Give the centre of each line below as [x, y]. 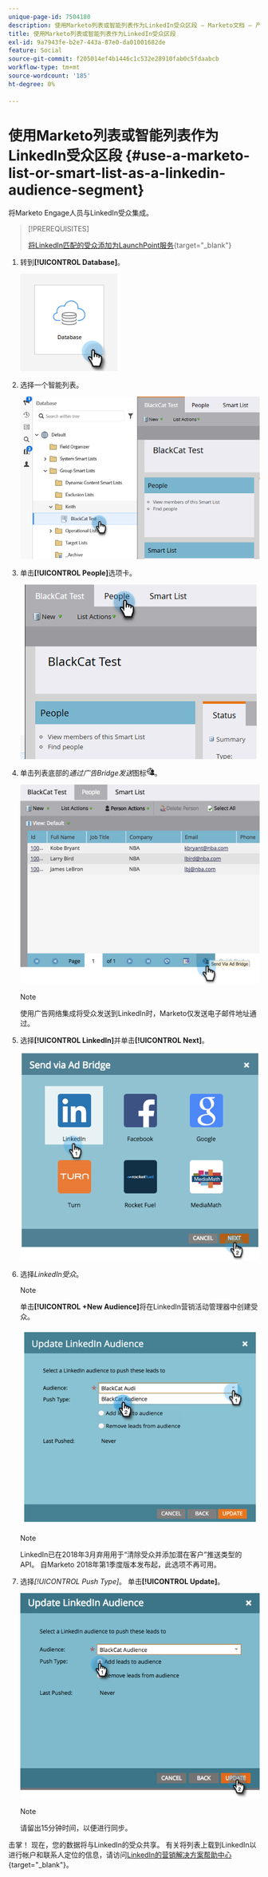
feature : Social [35, 51]
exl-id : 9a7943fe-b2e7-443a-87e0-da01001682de [87, 42]
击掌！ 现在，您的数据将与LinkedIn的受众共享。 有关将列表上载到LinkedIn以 [132, 1845]
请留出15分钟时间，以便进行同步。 [76, 1828]
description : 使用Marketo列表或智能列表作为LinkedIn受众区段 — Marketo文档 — [130, 25]
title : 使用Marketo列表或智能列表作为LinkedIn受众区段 [92, 34]
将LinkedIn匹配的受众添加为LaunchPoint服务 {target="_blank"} [130, 245]
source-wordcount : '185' [49, 76]
